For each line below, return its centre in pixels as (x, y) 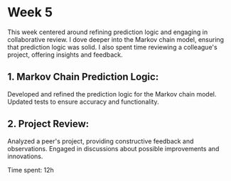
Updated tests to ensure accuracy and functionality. (83, 102)
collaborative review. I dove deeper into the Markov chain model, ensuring (116, 39)
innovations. (25, 156)
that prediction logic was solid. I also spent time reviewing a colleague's (113, 47)
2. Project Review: (48, 124)
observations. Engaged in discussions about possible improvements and (113, 148)
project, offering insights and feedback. (65, 55)
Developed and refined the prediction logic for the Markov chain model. (112, 94)
